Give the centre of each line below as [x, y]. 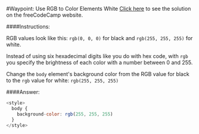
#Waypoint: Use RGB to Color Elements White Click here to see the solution [99, 9]
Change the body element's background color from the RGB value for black [98, 74]
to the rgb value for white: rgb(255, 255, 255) [63, 80]
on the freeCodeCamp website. [45, 15]
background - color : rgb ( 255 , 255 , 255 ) [65, 114]
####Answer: [23, 92]
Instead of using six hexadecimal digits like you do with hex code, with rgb [97, 56]
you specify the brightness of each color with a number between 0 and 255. [99, 63]
